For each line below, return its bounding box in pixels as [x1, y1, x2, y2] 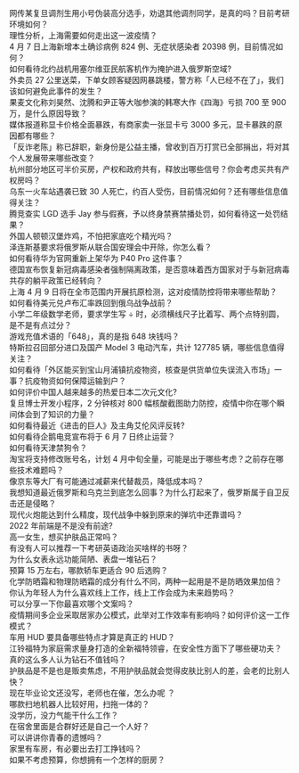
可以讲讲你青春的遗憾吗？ [9, 732, 103, 743]
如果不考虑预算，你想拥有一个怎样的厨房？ [9, 754, 166, 765]
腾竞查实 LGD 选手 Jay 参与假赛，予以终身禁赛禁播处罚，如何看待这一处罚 [9, 209, 281, 218]
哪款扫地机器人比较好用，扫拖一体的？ [9, 699, 149, 709]
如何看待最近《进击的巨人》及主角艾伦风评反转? [9, 420, 185, 431]
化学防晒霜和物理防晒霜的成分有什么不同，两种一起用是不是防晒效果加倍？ [9, 576, 282, 587]
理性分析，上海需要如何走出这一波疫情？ [9, 30, 158, 40]
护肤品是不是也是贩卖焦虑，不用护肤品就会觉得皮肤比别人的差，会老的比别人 [9, 665, 290, 676]
